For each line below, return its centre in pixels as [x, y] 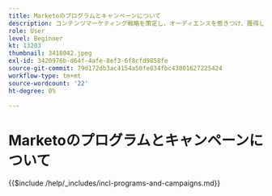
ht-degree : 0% [32, 91]
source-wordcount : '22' [49, 83]
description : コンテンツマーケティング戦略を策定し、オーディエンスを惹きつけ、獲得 [134, 23]
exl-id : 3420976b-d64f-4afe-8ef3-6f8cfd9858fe [88, 61]
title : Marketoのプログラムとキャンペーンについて [85, 16]
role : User [27, 31]
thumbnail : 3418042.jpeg [50, 53]
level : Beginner [36, 38]
